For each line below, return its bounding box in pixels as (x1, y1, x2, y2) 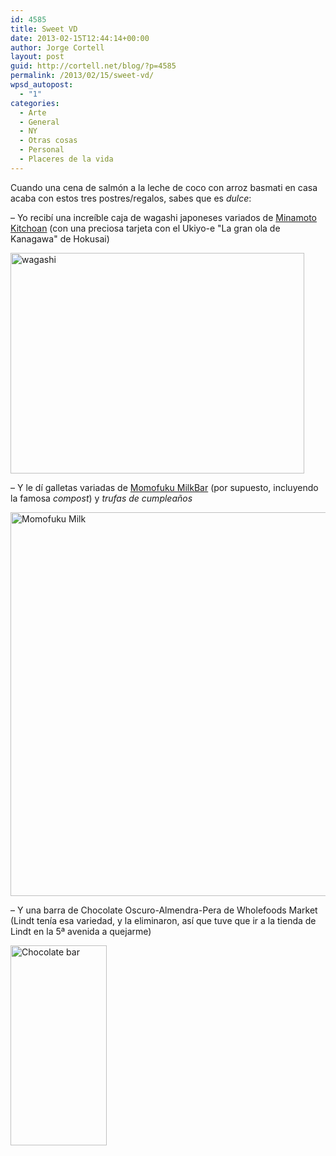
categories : (10, 98, 60, 108)
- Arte (19, 107, 47, 118)
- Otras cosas (19, 136, 78, 146)
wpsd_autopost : (10, 80, 74, 90)
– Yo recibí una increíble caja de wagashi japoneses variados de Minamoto (10, 211, 317, 223)
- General (19, 117, 60, 127)
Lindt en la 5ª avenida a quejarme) (10, 925, 152, 937)
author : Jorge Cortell (10, 42, 105, 53)
